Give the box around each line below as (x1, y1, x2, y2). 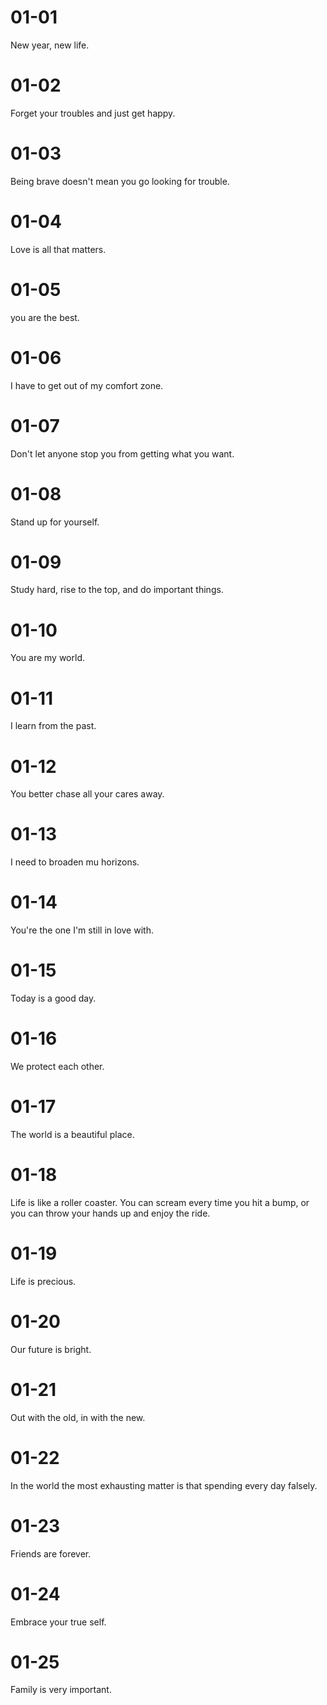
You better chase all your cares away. (10, 788, 165, 800)
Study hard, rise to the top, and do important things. (10, 584, 224, 596)
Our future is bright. (10, 1343, 92, 1355)
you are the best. (10, 311, 80, 323)
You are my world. (10, 652, 85, 664)
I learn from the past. (10, 720, 97, 732)
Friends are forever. (10, 1547, 92, 1560)
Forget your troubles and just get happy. (10, 107, 176, 119)
